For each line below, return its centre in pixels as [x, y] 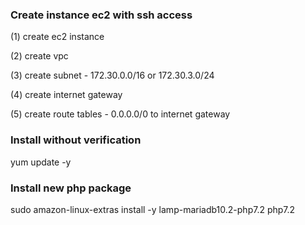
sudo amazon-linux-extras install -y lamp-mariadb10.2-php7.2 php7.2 [153, 209]
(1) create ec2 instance [57, 37]
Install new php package [71, 188]
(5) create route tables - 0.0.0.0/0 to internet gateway [120, 114]
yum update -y [41, 162]
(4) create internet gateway [66, 95]
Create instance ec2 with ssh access [101, 15]
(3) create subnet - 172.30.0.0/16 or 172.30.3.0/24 [112, 75]
